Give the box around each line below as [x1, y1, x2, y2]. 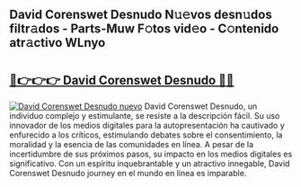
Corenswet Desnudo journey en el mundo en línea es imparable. [9, 168, 247, 178]
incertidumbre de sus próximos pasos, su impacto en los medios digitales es [9, 148, 293, 159]
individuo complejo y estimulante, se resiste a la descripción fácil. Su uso [9, 111, 280, 120]
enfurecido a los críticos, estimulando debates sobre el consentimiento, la [9, 129, 283, 140]
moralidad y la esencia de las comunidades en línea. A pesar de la [9, 139, 254, 149]
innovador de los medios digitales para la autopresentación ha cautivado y [9, 120, 285, 130]
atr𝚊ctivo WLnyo [9, 35, 106, 50]
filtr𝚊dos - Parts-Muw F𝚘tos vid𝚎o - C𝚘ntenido [9, 22, 279, 37]
